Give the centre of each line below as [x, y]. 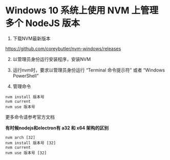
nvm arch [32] [20, 138]
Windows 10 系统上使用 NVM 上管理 [82, 10]
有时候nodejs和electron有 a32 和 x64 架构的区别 [57, 128]
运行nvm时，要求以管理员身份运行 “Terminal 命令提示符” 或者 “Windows [89, 70]
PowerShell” [26, 76]
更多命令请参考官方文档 [30, 117]
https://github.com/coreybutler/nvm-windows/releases [63, 49]
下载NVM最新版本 [31, 38]
